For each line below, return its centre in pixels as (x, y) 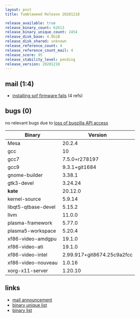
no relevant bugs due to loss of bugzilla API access (57, 122)
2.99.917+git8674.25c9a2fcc (98, 254)
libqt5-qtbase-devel (32, 207)
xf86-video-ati (25, 246)
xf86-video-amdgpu (32, 239)
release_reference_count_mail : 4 (39, 50)
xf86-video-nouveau (33, 263)
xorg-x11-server (28, 270)
